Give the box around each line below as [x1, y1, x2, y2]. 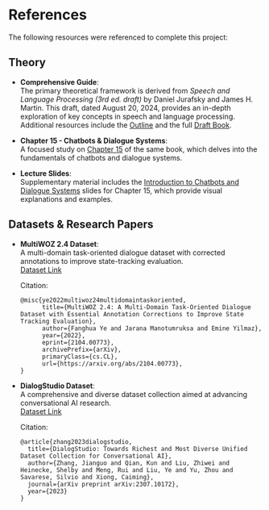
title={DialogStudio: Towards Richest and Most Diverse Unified [27, 445, 248, 453]
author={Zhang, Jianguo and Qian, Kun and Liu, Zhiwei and [27, 458, 230, 467]
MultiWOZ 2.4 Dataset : [19, 239, 99, 249]
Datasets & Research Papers [8, 218, 154, 232]
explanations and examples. [19, 194, 114, 203]
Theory [8, 56, 47, 69]
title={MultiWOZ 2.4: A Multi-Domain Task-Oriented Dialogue [41, 303, 251, 311]
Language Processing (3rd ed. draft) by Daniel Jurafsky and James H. [19, 94, 254, 104]
